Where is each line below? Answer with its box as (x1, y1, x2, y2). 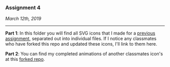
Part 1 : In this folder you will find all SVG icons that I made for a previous (5, 30, 155, 37)
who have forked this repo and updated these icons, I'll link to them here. (5, 41, 158, 47)
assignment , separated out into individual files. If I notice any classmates (5, 36, 157, 42)
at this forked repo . (5, 56, 45, 62)
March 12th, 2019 (5, 16, 41, 22)
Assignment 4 (5, 4, 41, 11)
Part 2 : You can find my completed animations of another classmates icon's (5, 51, 163, 57)
